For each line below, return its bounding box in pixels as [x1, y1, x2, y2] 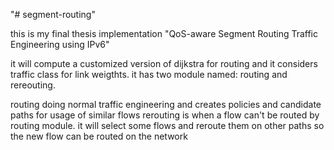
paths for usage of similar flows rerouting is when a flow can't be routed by [10, 109, 320, 121]
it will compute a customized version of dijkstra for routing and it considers [10, 58, 318, 69]
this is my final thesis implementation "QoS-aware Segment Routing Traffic [10, 28, 319, 39]
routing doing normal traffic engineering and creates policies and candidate [10, 99, 322, 110]
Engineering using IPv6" [10, 39, 110, 50]
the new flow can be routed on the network [10, 130, 188, 142]
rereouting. [10, 79, 56, 91]
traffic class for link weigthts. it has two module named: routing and [10, 69, 288, 80]
